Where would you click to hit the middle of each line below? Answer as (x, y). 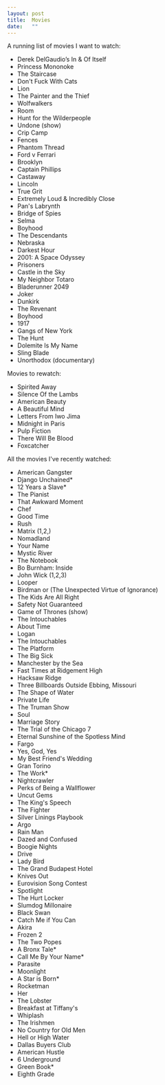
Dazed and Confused (47, 839)
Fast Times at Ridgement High (60, 671)
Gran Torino (34, 766)
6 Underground (39, 1059)
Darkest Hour (36, 250)
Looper (27, 583)
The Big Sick (35, 656)
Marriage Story (38, 722)
